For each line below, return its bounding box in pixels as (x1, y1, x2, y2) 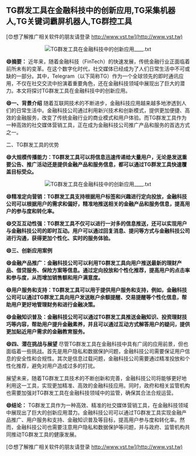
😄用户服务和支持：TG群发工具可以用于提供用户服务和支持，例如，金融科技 (6, 286, 187, 293)
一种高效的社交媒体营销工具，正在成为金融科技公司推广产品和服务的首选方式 (6, 121, 190, 128)
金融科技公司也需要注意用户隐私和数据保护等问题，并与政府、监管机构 (16, 423, 185, 430)
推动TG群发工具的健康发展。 (10, 431, 80, 438)
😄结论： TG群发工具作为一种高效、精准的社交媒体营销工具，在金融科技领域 (6, 402, 188, 409)
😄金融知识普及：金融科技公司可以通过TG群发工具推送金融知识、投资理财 (6, 313, 182, 320)
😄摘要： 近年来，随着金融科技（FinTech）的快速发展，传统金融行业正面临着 (6, 58, 190, 65)
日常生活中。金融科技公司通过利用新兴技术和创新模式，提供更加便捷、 (16, 107, 185, 114)
